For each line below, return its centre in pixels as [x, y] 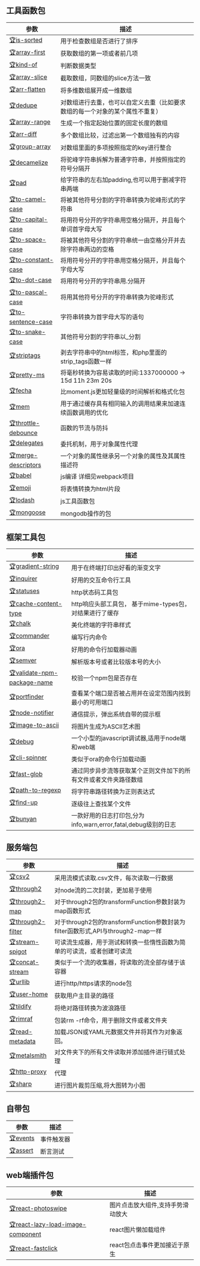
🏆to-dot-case [30, 280]
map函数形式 [73, 911]
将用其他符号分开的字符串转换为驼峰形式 [117, 297]
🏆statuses [24, 591]
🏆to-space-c [28, 240]
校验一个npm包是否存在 [104, 678]
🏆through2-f [27, 922]
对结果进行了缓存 [95, 613]
